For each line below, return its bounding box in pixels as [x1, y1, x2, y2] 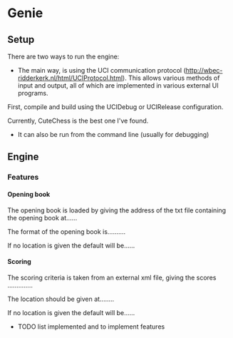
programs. [17, 89, 48, 97]
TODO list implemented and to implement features [17, 322, 165, 331]
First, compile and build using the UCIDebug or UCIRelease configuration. [7, 103, 224, 111]
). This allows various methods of [122, 73, 220, 82]
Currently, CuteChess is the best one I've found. [7, 116, 149, 125]
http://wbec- [185, 66, 223, 74]
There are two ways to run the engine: [7, 52, 120, 61]
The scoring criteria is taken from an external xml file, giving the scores [7, 273, 217, 282]
